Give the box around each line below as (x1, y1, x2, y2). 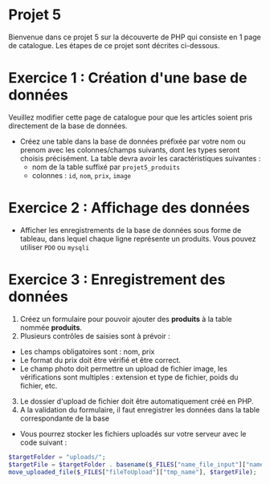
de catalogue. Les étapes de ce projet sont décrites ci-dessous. (8, 40, 220, 50)
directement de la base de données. (8, 120, 128, 130)
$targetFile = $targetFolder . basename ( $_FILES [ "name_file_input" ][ (8, 460, 247, 469)
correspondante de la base (19, 413, 110, 423)
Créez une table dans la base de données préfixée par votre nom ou (19, 136, 247, 146)
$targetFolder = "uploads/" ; (8, 453, 106, 461)
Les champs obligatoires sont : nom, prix (19, 347, 155, 356)
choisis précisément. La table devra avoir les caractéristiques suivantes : (19, 153, 261, 163)
